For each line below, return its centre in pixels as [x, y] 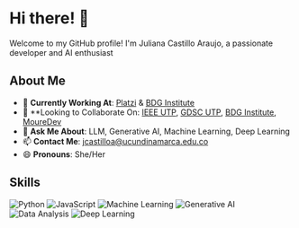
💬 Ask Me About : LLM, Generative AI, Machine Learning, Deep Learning [156, 131]
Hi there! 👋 [50, 18]
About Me [37, 81]
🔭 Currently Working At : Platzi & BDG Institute [109, 102]
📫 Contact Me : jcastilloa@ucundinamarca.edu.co [115, 141]
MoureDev [42, 121]
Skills [25, 183]
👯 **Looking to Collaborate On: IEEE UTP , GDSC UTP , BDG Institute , [149, 112]
